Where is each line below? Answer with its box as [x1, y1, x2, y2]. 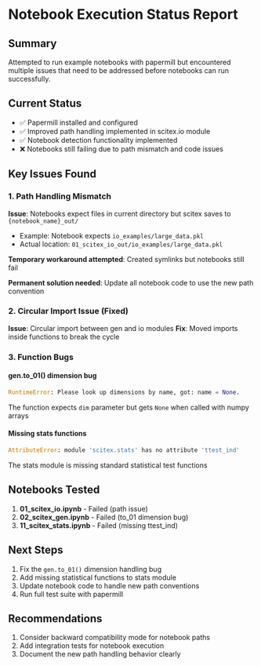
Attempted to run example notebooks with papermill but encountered [8, 57, 231, 67]
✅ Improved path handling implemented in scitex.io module [19, 126, 211, 136]
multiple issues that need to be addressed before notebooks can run [8, 66, 230, 75]
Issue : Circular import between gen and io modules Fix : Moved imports [8, 323, 238, 333]
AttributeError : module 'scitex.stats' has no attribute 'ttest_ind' [8, 446, 241, 454]
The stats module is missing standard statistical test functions [8, 460, 208, 470]
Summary [8, 37, 57, 50]
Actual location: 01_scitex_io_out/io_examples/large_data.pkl [19, 239, 223, 249]
